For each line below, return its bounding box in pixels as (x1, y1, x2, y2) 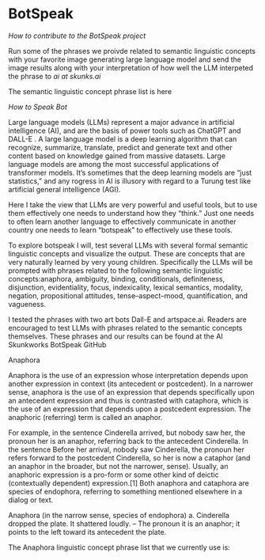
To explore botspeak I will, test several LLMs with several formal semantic (8, 240, 248, 250)
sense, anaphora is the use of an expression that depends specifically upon (8, 387, 255, 396)
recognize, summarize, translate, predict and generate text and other (8, 142, 233, 152)
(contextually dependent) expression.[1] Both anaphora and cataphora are (8, 478, 249, 487)
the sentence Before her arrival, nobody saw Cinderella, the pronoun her (8, 445, 245, 454)
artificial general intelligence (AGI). (8, 184, 121, 194)
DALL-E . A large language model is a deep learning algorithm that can (8, 134, 237, 143)
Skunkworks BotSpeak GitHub (8, 339, 107, 349)
